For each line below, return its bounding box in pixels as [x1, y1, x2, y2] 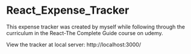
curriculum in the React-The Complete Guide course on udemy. [6, 29, 164, 36]
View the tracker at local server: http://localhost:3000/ [6, 41, 142, 48]
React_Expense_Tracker [6, 4, 130, 17]
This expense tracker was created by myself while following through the [6, 23, 186, 30]
